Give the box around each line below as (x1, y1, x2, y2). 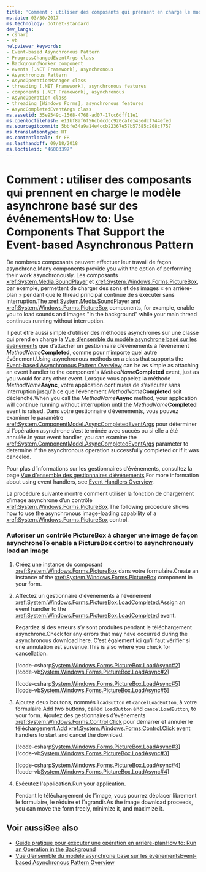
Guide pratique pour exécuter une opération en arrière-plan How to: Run (15, 839, 197, 846)
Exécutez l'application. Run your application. (15, 780, 126, 787)
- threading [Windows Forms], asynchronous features (6, 100, 144, 106)
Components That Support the (6, 225, 165, 238)
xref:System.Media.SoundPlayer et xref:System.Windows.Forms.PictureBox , (6, 278, 199, 285)
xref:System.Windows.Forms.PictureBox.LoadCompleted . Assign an (15, 599, 186, 606)
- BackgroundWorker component (6, 60, 84, 66)
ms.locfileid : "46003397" (6, 146, 72, 152)
